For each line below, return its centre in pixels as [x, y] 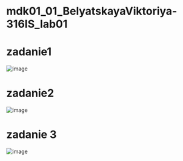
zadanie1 [29, 52]
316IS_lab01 [37, 24]
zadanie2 [30, 93]
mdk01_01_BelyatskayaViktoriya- [92, 11]
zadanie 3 [32, 135]
